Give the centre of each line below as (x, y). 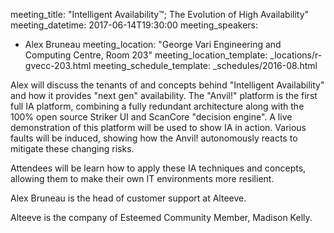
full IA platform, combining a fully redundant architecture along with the (157, 106)
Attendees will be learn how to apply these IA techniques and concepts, (158, 168)
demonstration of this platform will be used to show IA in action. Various (158, 127)
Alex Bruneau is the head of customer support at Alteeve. (128, 198)
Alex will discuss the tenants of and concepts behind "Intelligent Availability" (167, 85)
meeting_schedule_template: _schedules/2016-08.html (205, 65)
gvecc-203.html (58, 65)
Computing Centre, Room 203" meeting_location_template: (146, 55)
